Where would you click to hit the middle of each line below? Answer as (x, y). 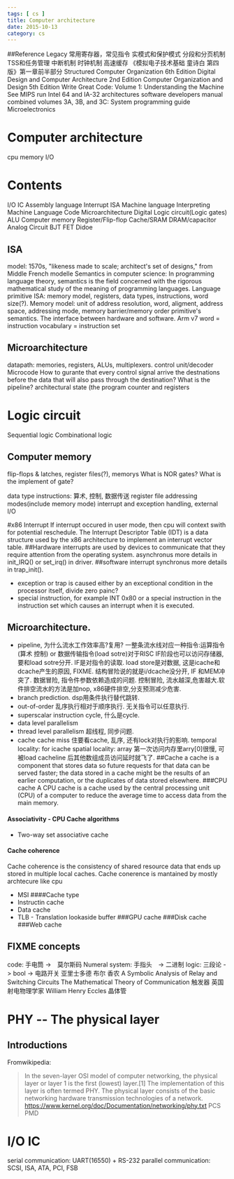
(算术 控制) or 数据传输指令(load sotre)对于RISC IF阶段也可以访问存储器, (120, 654)
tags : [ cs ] (26, 14)
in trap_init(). (25, 570)
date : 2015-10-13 (32, 27)
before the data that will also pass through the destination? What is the (109, 379)
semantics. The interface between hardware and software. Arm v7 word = (114, 318)
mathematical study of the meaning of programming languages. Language (114, 288)
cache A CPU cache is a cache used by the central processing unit (114, 788)
